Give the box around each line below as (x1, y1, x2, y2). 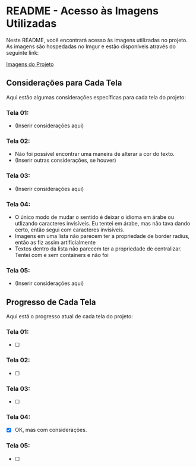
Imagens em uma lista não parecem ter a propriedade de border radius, (14, 232, 190, 239)
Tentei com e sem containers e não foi (14, 251, 109, 258)
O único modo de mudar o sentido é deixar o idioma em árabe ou (14, 213, 174, 221)
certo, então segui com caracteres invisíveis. (14, 226, 125, 233)
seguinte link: (6, 49, 39, 56)
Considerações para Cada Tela (6, 78, 122, 88)
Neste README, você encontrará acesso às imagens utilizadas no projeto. (6, 36, 188, 43)
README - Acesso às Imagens (6, 4, 159, 18)
